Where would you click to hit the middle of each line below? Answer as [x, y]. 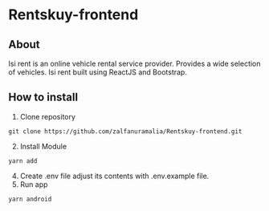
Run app [34, 184]
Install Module [43, 146]
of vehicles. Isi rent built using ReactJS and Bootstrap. [98, 72]
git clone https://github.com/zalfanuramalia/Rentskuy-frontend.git [125, 131]
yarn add [23, 161]
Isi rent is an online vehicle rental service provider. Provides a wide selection [134, 63]
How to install [43, 97]
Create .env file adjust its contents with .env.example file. [114, 176]
